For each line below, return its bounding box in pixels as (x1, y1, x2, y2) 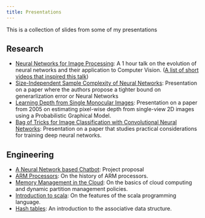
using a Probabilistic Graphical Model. (15, 112, 112, 120)
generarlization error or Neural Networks (15, 93, 118, 100)
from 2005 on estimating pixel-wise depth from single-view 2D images (15, 106, 195, 113)
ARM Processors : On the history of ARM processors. (15, 173, 149, 180)
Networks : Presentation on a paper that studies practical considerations (15, 125, 198, 133)
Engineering (6, 149, 54, 160)
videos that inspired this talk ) (15, 73, 89, 80)
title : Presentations (6, 9, 62, 15)
